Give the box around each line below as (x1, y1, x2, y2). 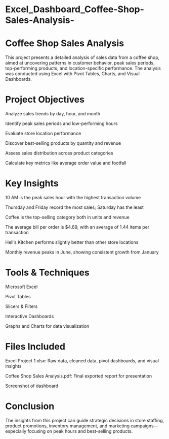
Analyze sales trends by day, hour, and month (5, 111, 101, 117)
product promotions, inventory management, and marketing (5, 423, 130, 429)
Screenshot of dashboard (5, 383, 59, 389)
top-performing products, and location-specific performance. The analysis (5, 65, 161, 72)
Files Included (5, 341, 66, 353)
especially (5, 428, 27, 434)
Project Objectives (5, 94, 85, 105)
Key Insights (5, 178, 59, 189)
